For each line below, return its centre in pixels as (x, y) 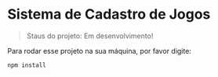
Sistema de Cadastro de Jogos (109, 14)
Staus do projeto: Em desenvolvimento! (90, 36)
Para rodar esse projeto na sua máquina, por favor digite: (99, 51)
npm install (27, 65)
